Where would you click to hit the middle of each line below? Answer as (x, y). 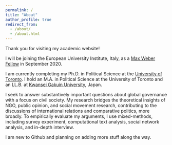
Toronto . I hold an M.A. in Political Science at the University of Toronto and (84, 79)
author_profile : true (28, 19)
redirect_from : (22, 24)
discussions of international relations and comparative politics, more (78, 111)
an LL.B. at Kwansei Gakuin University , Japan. (54, 85)
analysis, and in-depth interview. (40, 127)
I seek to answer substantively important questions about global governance (86, 95)
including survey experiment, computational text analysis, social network (82, 122)
